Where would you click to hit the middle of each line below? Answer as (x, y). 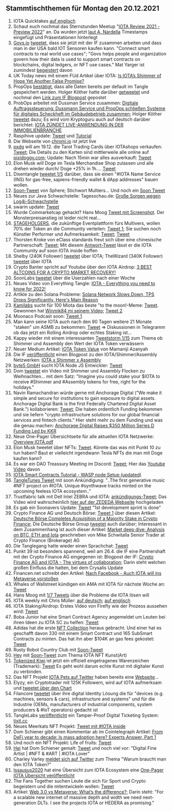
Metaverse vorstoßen (36, 578)
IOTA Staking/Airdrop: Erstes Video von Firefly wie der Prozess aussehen (90, 606)
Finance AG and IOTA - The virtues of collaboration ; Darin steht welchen (89, 562)
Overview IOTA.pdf (33, 442)
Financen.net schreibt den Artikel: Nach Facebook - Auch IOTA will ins (87, 573)
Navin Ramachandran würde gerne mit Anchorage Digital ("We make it (88, 393)
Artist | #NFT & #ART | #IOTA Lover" (51, 753)
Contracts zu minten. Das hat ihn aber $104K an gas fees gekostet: (84, 639)
